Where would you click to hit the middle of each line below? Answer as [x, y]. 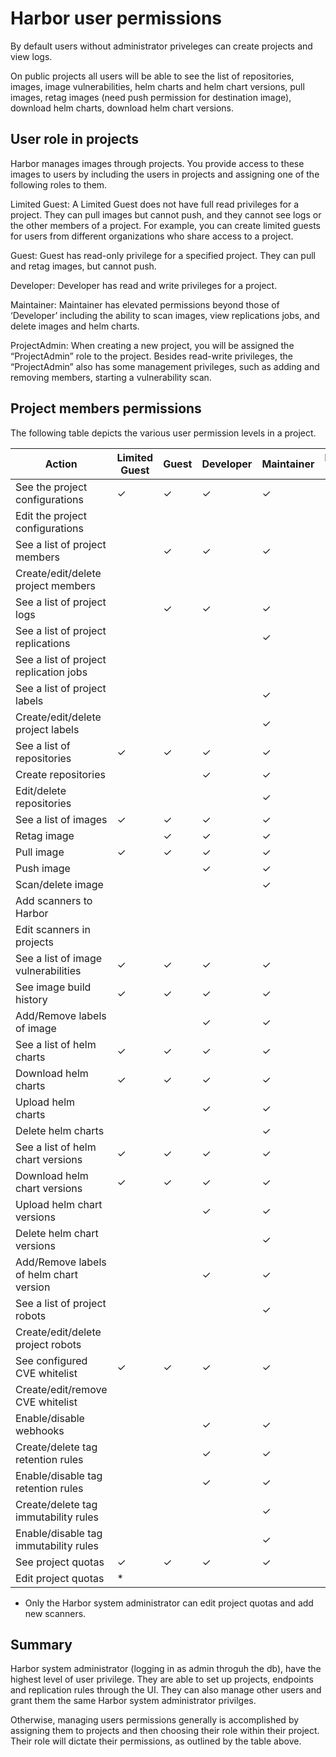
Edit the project [51, 515]
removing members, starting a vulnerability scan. [111, 377]
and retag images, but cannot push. [83, 266]
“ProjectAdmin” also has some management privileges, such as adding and [165, 366]
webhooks [40, 1430]
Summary [41, 1644]
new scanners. [55, 1613]
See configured [51, 1360]
